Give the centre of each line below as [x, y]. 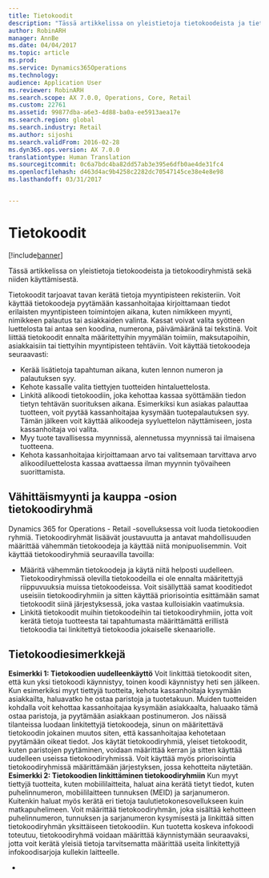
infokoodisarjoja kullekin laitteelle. [64, 852]
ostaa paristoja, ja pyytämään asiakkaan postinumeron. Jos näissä [117, 716]
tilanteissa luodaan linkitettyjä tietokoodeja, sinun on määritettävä [116, 724]
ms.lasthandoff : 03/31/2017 [55, 180]
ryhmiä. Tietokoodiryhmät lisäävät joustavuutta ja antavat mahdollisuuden [130, 537]
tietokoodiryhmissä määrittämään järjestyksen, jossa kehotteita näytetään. [130, 767]
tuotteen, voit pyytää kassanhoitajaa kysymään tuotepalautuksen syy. [134, 412]
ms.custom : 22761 [37, 105]
